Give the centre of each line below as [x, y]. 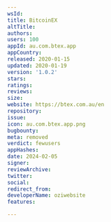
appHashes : [23, 150]
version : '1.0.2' [32, 72]
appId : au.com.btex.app [42, 46]
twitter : [20, 176]
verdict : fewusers [34, 144]
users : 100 [23, 40]
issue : [17, 117]
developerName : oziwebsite [46, 195]
